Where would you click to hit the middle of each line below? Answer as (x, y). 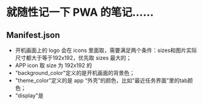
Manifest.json (33, 35)
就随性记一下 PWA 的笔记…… (80, 12)
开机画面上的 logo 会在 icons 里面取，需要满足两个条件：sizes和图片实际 (106, 50)
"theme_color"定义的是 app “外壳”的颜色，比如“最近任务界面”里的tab (101, 80)
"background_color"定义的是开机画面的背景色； (75, 73)
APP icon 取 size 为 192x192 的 (53, 65)
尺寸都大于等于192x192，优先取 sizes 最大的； (73, 58)
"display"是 (29, 95)
